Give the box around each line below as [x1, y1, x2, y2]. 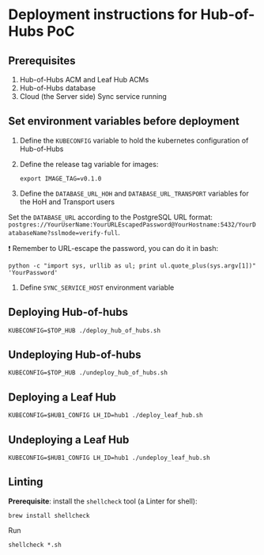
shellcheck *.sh [8, 541, 62, 549]
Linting [8, 475, 43, 488]
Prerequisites [8, 54, 76, 67]
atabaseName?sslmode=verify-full [8, 229, 119, 237]
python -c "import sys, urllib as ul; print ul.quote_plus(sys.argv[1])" [8, 261, 257, 270]
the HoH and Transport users [19, 196, 115, 207]
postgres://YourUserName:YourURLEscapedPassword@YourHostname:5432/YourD [8, 220, 257, 229]
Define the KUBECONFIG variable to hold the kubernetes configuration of [19, 135, 249, 145]
